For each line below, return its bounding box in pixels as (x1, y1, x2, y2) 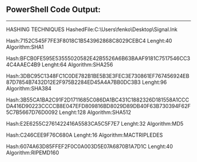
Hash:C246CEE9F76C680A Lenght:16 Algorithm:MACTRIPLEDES (6, 131, 163, 139)
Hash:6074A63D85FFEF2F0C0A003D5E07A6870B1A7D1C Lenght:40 (6, 143, 173, 150)
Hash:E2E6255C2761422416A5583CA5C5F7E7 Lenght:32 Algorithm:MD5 (6, 120, 184, 127)
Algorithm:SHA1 (6, 43, 44, 50)
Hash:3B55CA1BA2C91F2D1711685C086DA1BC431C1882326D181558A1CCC (6, 96, 189, 103)
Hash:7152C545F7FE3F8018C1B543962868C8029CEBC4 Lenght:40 (6, 37, 172, 44)
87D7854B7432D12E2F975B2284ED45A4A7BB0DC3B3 (6, 79, 141, 86)
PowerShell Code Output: (6, 5, 101, 15)
